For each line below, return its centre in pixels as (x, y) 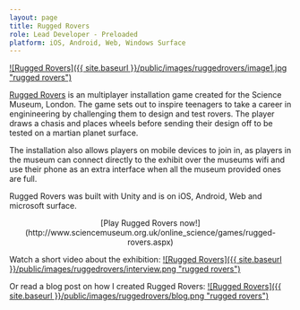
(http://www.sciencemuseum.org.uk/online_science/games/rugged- (150, 233)
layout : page (34, 17)
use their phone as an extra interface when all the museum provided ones (146, 169)
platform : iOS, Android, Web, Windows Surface (98, 43)
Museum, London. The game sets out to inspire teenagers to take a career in (150, 105)
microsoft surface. (43, 206)
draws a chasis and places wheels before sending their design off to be (141, 124)
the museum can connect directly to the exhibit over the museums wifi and (147, 160)
